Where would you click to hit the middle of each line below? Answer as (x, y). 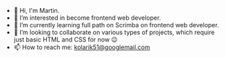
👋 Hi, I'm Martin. (37, 11)
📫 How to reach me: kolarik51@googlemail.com (82, 47)
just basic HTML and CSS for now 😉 (66, 40)
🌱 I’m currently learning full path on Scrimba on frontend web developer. (116, 25)
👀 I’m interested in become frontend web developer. (87, 18)
